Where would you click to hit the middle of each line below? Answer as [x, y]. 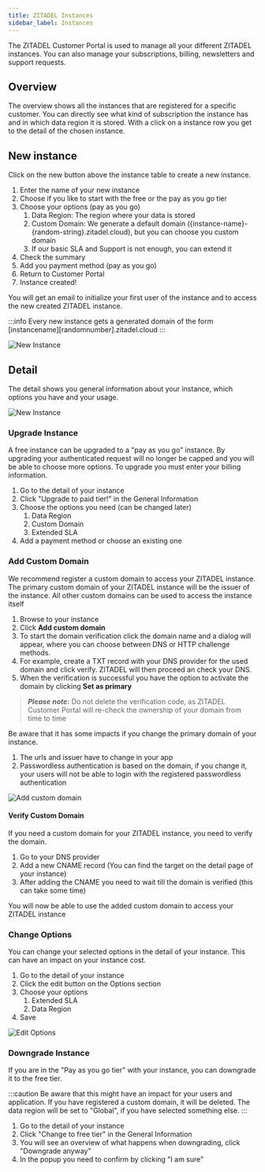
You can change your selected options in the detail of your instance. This [127, 952]
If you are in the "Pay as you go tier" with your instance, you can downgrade [132, 1070]
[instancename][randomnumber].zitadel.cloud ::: [87, 330]
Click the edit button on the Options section [90, 984]
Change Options [40, 934]
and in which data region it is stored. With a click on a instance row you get [130, 122]
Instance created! [48, 283]
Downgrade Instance [49, 1053]
